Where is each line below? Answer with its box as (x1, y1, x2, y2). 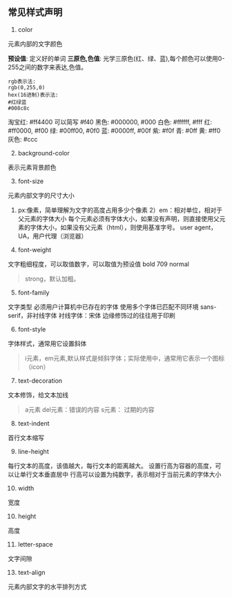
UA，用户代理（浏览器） (17, 231, 88, 240)
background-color (17, 149, 70, 157)
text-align (17, 568, 46, 576)
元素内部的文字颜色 (8, 39, 63, 48)
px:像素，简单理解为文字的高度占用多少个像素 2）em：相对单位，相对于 (17, 206, 223, 214)
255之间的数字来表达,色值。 (8, 63, 88, 71)
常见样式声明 (8, 6, 63, 19)
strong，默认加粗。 (24, 274, 80, 283)
